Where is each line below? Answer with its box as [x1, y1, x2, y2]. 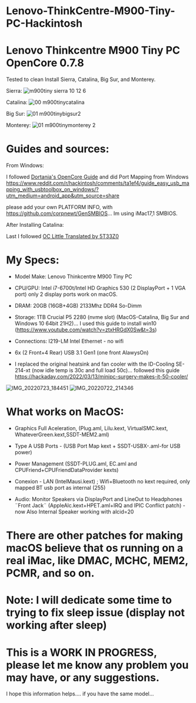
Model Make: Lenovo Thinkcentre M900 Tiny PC [14, 273, 132, 280]
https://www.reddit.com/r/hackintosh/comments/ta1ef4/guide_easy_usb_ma [6, 180, 190, 187]
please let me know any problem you [6, 658, 189, 672]
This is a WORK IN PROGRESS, [6, 646, 157, 659]
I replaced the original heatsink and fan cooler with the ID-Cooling [14, 360, 175, 367]
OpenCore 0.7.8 [6, 56, 84, 70]
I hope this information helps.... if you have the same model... [6, 690, 154, 698]
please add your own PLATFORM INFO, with [6, 204, 113, 211]
